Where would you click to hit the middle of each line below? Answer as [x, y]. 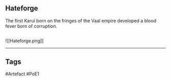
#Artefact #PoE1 [22, 74]
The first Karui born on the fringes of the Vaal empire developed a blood [81, 20]
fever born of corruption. [31, 26]
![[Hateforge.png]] [24, 41]
